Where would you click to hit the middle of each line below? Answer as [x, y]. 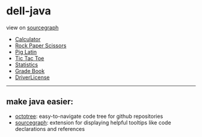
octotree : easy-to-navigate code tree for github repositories [89, 116]
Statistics [26, 65]
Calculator [28, 39]
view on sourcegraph [32, 28]
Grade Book [30, 71]
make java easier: [40, 102]
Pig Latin [26, 51]
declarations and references [50, 129]
